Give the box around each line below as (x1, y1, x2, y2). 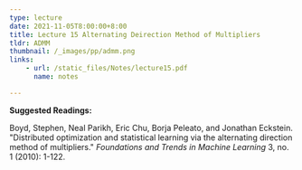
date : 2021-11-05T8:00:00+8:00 (9, 22, 127, 31)
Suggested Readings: (9, 105, 92, 116)
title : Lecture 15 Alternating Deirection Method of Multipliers (9, 30, 260, 39)
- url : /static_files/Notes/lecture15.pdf (25, 64, 188, 73)
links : (9, 55, 34, 64)
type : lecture (9, 13, 63, 23)
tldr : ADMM (9, 38, 51, 48)
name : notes (33, 72, 79, 81)
